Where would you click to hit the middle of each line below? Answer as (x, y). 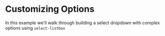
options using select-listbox (35, 28)
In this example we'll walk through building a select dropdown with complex (82, 23)
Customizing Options (50, 9)
